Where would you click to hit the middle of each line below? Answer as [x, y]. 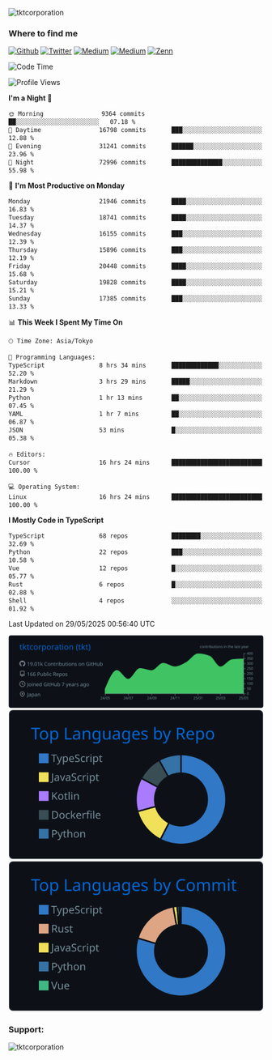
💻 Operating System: [45, 487]
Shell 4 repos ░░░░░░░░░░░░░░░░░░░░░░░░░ [136, 601]
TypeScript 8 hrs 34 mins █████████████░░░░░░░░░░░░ [136, 366]
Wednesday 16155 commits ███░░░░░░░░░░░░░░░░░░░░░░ [136, 234]
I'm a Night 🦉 [30, 98]
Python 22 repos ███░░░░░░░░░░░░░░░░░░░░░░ [136, 552]
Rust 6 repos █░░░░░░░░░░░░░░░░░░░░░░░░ [136, 585]
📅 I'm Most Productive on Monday [67, 185]
